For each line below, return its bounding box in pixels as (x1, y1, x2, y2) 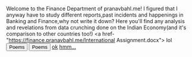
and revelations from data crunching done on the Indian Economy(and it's (6, 24, 187, 31)
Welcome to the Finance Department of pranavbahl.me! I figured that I (6, 5, 178, 12)
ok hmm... (51, 43, 76, 50)
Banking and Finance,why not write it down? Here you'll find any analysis (6, 18, 185, 24)
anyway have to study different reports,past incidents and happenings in (6, 11, 184, 18)
